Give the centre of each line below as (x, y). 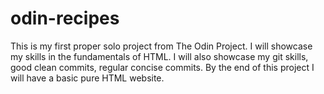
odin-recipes (65, 18)
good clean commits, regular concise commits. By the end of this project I (162, 67)
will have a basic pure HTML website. (87, 78)
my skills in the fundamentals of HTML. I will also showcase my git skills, (159, 56)
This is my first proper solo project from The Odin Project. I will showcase (161, 46)
